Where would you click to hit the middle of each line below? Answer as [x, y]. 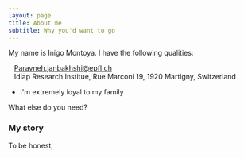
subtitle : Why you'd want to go [62, 30]
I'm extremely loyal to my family [72, 92]
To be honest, [31, 145]
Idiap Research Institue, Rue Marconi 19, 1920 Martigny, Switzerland [125, 77]
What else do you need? [48, 107]
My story [26, 128]
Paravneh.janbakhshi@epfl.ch [63, 68]
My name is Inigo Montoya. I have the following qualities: [101, 53]
